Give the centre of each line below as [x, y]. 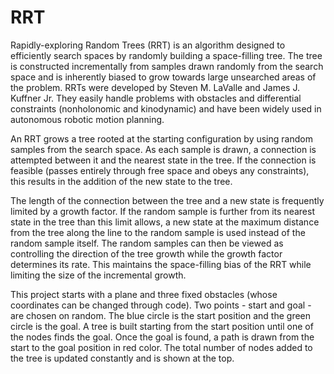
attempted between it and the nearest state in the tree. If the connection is [163, 160]
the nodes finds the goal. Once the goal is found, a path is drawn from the [162, 337]
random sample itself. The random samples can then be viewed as [147, 243]
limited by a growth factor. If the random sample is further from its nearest [162, 211]
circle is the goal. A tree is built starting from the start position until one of [162, 326]
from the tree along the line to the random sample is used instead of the [158, 232]
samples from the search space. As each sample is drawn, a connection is [163, 149]
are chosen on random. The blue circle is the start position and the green [161, 315]
